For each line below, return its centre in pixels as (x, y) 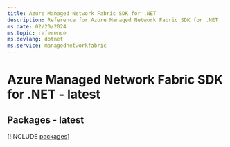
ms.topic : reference (37, 33)
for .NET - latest (54, 95)
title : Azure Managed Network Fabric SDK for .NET (82, 13)
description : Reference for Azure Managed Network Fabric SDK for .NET (113, 20)
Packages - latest (46, 120)
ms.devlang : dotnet (35, 39)
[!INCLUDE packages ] (38, 136)
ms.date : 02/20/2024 (37, 26)
